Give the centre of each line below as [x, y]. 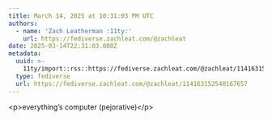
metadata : [25, 54]
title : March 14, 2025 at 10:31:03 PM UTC [81, 16]
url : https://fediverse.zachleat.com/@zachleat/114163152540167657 [132, 84]
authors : [23, 24]
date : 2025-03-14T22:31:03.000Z [63, 46]
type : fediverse [43, 76]
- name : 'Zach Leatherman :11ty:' [74, 31]
